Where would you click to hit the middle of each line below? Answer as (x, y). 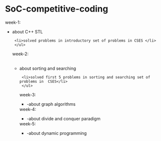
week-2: (20, 54)
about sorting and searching (48, 68)
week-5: (27, 124)
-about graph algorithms (51, 104)
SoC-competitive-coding (57, 9)
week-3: (28, 94)
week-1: (13, 22)
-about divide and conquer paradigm (63, 118)
